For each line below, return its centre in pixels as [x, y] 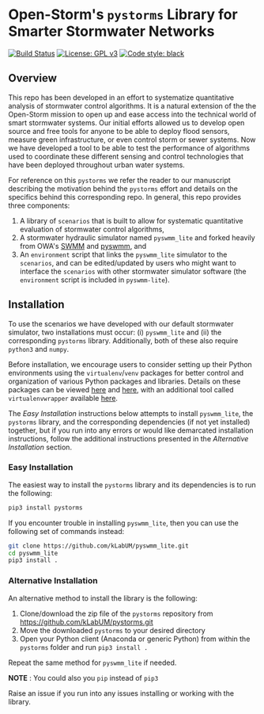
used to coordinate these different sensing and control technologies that [126, 156]
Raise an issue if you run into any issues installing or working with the [121, 693]
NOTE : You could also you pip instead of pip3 [83, 678]
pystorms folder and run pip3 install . [84, 647]
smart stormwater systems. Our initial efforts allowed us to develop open [126, 122]
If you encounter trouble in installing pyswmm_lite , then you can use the [123, 523]
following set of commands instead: [66, 531]
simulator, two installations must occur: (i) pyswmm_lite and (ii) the [115, 332]
